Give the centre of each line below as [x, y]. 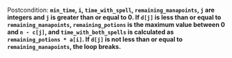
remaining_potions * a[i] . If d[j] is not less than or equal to [95, 39]
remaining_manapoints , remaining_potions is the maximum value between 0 [116, 25]
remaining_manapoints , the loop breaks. [64, 47]
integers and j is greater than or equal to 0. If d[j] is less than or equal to [114, 17]
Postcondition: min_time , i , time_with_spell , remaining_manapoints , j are [111, 10]
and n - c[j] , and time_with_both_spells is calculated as [91, 32]
